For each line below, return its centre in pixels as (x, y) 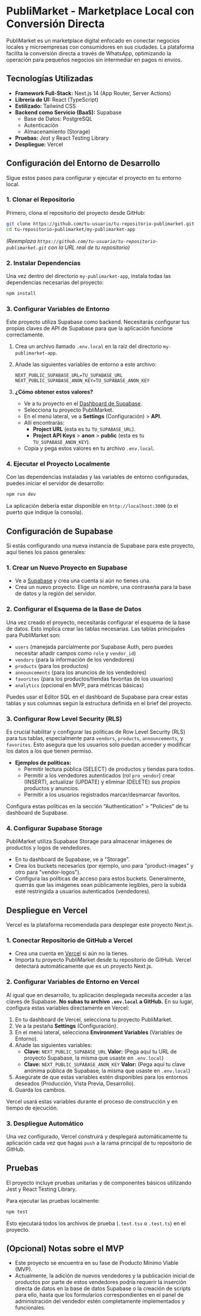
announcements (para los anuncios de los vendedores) (81, 672)
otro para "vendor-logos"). (48, 872)
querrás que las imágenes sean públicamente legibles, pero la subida (100, 885)
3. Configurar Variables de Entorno (58, 309)
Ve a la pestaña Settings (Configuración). (66, 1026)
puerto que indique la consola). (45, 512)
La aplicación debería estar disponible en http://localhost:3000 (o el (92, 506)
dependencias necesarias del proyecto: (55, 282)
